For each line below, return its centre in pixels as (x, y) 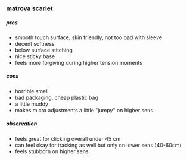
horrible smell (32, 91)
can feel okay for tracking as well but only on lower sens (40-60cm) (98, 145)
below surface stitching (43, 50)
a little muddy (32, 104)
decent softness (35, 43)
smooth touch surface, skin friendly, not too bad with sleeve (88, 37)
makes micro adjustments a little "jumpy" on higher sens (84, 110)
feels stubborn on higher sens (52, 151)
